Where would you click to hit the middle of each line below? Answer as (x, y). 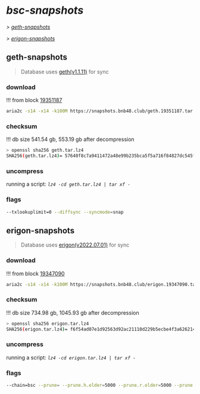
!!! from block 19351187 (34, 100)
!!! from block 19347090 (35, 273)
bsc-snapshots (45, 10)
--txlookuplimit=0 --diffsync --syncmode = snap (65, 212)
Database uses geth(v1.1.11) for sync (65, 72)
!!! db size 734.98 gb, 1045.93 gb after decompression (73, 313)
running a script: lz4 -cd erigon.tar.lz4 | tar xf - (71, 357)
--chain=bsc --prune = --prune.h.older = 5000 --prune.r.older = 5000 (89, 386)
